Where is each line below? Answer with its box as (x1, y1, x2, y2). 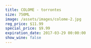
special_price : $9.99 (5, 26, 50, 31)
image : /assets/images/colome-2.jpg (5, 16, 81, 21)
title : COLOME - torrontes (5, 7, 61, 12)
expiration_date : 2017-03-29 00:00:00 (5, 30, 86, 35)
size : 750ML (5, 12, 30, 17)
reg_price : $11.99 (5, 21, 43, 26)
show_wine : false (5, 35, 41, 40)
